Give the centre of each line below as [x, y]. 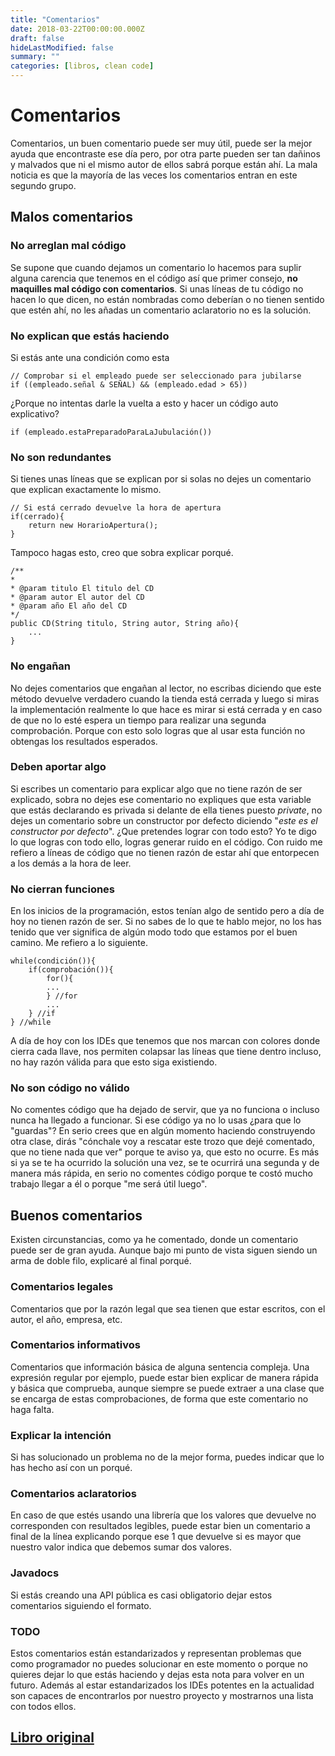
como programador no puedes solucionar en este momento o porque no [159, 1664]
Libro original [52, 1737]
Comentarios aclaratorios [74, 1494]
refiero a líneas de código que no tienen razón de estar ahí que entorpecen [165, 852]
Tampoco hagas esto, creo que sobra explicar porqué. [122, 553]
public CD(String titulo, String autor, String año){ [125, 624]
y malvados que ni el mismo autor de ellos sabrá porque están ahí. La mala [164, 164]
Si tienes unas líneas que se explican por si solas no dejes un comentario [161, 479]
